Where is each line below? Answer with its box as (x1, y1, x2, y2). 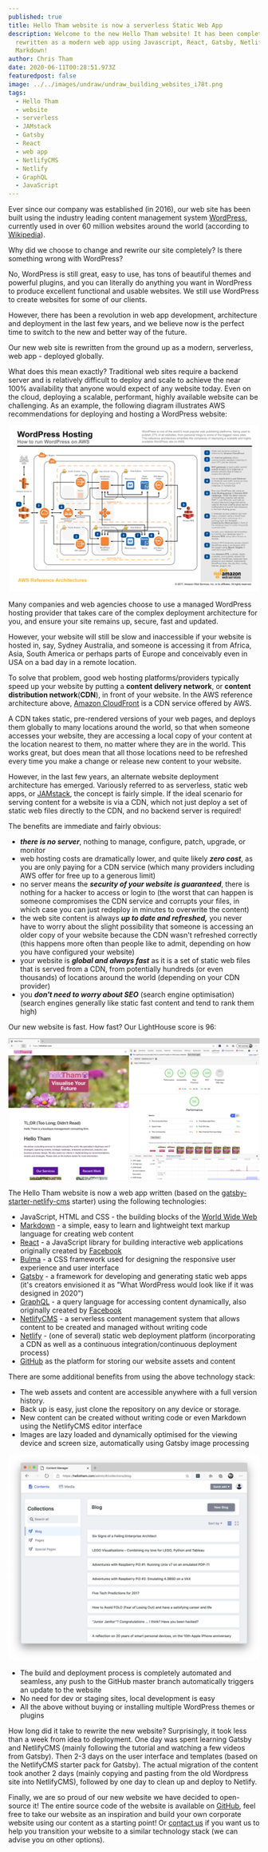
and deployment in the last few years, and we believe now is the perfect (8, 319, 245, 329)
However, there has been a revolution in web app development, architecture (8, 310, 258, 320)
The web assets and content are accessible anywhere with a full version (19, 1387, 258, 1396)
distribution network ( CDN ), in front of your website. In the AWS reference (8, 690, 253, 699)
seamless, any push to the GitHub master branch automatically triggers (19, 1677, 254, 1687)
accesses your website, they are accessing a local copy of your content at (8, 731, 253, 741)
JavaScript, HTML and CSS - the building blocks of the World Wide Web (19, 1212, 258, 1221)
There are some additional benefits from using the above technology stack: (8, 1372, 255, 1381)
